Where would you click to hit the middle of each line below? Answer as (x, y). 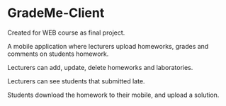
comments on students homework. (58, 54)
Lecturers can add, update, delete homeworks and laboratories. (100, 67)
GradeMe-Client (56, 13)
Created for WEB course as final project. (66, 33)
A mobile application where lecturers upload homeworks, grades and (108, 46)
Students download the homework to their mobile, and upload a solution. (113, 95)
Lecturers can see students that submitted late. (76, 81)
